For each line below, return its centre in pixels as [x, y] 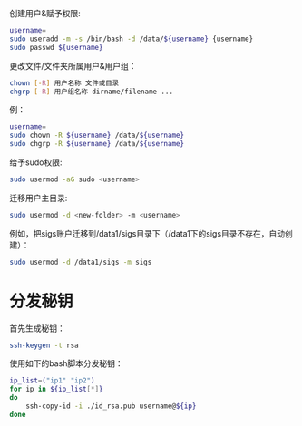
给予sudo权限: [36, 162]
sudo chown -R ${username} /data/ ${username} [97, 136]
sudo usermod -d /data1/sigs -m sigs [81, 262]
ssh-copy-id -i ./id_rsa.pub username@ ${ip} [111, 406]
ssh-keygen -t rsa [44, 345]
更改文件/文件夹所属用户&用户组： [73, 65]
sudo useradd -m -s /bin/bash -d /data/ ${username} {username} [132, 39]
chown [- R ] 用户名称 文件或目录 [64, 83]
